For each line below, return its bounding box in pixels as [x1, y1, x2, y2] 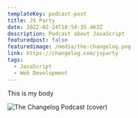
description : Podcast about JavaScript [7, 30, 125, 37]
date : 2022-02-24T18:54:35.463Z [7, 23, 103, 30]
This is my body [7, 89, 54, 98]
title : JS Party [7, 17, 55, 24]
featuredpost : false [7, 37, 69, 44]
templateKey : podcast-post [7, 10, 87, 18]
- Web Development [13, 69, 69, 76]
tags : [7, 57, 23, 64]
